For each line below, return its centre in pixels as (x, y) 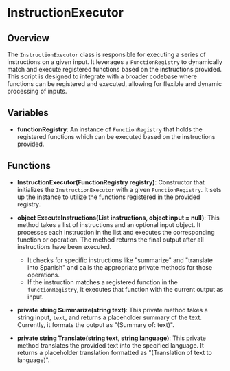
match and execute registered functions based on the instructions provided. (114, 69)
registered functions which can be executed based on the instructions (116, 136)
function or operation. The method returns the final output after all (110, 240)
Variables (28, 113)
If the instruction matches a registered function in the (103, 282)
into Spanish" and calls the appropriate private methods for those (120, 267)
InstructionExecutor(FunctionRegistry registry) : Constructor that (111, 182)
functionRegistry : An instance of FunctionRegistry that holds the (110, 129)
